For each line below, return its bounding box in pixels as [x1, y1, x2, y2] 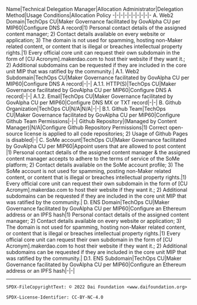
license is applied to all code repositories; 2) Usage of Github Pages [24, 130, 188, 137]
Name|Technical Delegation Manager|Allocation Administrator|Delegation [6, 6, 184, 12]
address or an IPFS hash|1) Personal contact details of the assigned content [6, 211, 189, 218]
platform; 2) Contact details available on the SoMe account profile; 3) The [6, 161, 184, 168]
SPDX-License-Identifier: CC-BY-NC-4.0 [6, 294, 104, 300]
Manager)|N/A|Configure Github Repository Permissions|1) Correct [6, 124, 168, 131]
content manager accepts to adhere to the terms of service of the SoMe [6, 155, 180, 162]
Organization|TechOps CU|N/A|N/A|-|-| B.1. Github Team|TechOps [6, 106, 166, 112]
